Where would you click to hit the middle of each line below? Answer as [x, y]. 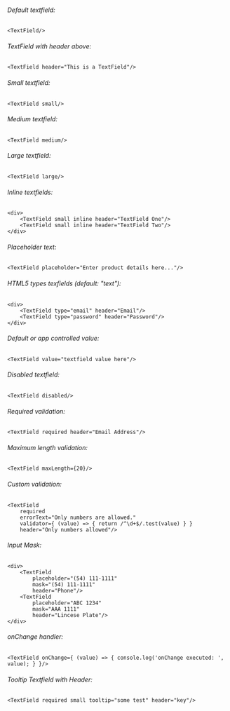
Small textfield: [29, 83]
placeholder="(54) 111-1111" [75, 578]
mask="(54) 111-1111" [64, 584]
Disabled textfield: [34, 374]
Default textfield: [32, 10]
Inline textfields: [30, 192]
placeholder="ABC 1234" [67, 603]
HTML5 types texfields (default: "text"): [64, 283]
